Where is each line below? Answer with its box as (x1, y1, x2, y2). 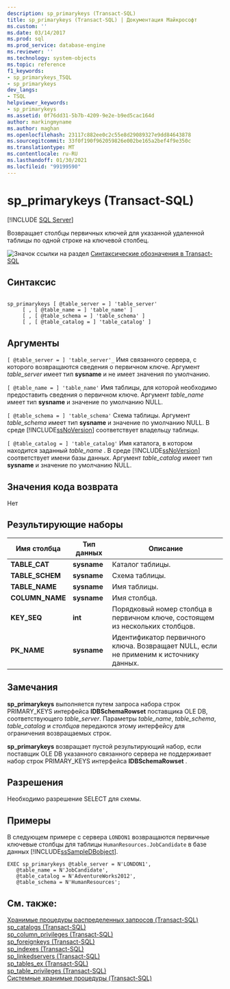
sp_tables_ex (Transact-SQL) (7, 959, 89, 968)
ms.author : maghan (7, 125, 60, 132)
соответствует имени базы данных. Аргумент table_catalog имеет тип (7, 454, 213, 462)
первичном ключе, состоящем (112, 612, 214, 622)
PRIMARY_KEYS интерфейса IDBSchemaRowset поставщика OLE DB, (7, 707, 208, 715)
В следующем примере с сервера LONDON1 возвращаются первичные (7, 833, 210, 841)
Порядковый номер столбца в (112, 604, 213, 614)
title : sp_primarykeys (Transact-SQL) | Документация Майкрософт (7, 16, 197, 23)
